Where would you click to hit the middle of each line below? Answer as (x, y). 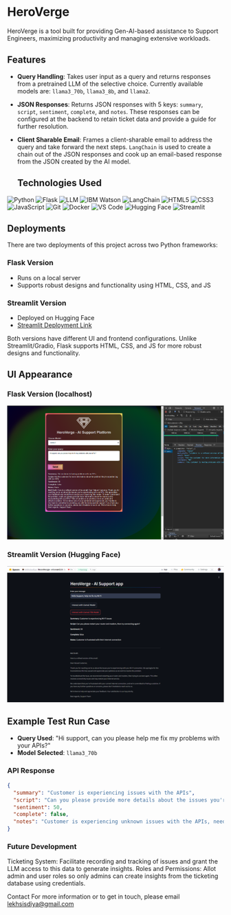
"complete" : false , (41, 815)
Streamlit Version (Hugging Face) (64, 555)
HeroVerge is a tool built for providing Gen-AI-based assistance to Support (113, 31)
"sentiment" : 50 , (38, 807)
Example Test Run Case (58, 722)
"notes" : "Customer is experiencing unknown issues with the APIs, (112, 822)
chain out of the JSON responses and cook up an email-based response (119, 154)
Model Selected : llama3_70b (57, 752)
